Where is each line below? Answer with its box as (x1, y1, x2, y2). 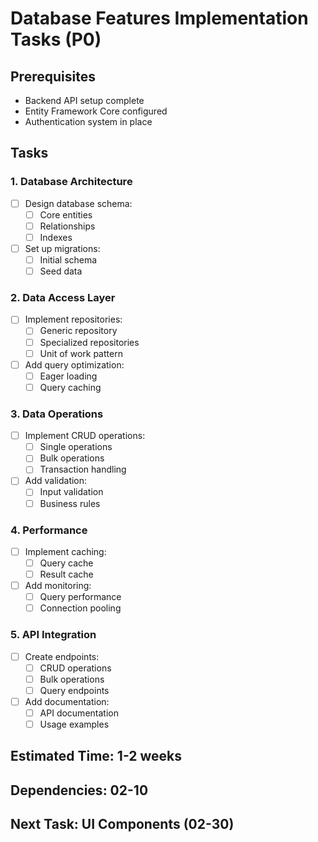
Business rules (39, 497, 101, 509)
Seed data (39, 265, 83, 277)
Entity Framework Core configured (24, 105, 168, 117)
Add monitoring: (24, 580, 92, 592)
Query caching (39, 381, 102, 393)
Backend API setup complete (24, 95, 145, 106)
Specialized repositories (39, 336, 140, 348)
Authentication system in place (24, 116, 153, 127)
